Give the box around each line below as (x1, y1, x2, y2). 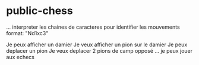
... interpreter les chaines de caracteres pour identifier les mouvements (6, 23, 180, 30)
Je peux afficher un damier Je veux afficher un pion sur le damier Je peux (6, 41, 188, 48)
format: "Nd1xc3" (6, 29, 49, 36)
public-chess (6, 4, 73, 18)
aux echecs (6, 53, 34, 60)
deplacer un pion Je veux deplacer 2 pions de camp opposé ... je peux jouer (6, 47, 193, 54)
